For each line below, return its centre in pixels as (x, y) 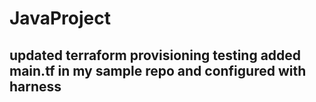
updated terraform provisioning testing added (155, 55)
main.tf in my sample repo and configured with (158, 70)
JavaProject (60, 18)
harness (35, 86)
